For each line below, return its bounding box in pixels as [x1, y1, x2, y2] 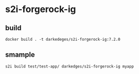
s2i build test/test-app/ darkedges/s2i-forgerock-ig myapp [5, 64, 134, 69]
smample [5, 50, 35, 59]
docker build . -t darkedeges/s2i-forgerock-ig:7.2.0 [5, 37, 121, 42]
